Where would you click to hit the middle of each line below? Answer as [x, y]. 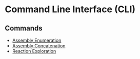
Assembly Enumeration [37, 40]
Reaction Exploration [34, 51]
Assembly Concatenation [39, 46]
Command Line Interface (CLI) [70, 9]
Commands [24, 28]
